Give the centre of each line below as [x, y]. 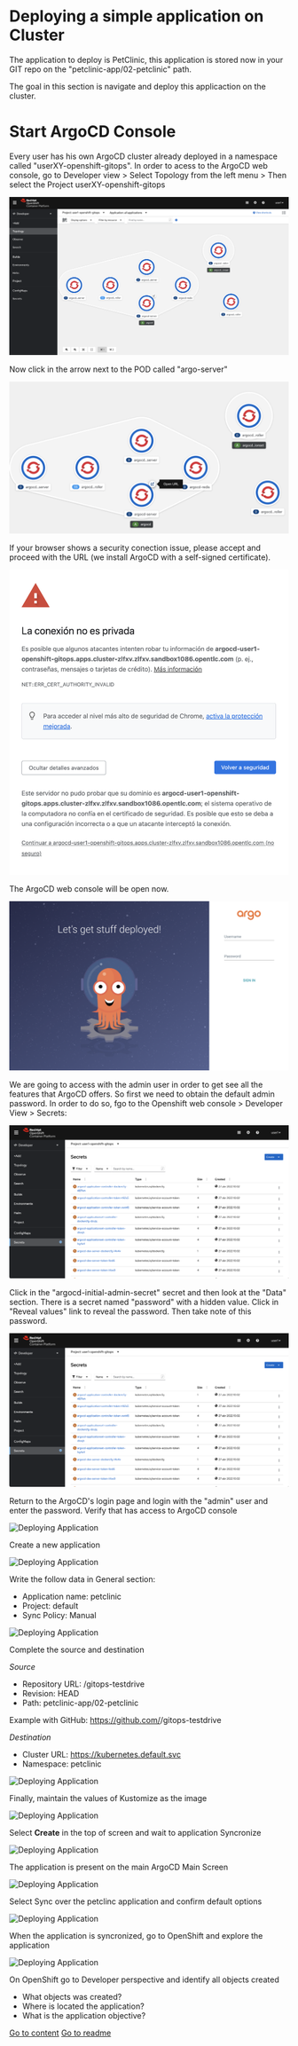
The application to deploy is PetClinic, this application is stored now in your [146, 59]
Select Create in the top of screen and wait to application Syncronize [135, 1832]
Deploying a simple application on [137, 16]
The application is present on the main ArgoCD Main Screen [119, 1867]
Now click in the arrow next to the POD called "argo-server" [118, 369]
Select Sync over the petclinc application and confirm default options [136, 1901]
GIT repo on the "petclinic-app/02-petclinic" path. [101, 69]
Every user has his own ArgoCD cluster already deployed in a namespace [143, 156]
